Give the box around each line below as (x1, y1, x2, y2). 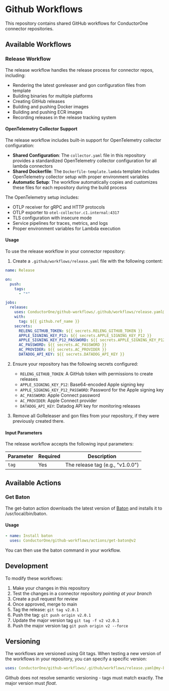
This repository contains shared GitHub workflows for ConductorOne (5, 20, 148, 26)
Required (38, 453, 60, 460)
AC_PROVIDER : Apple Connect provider (20, 398, 97, 404)
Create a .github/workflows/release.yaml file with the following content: (12, 258, 163, 264)
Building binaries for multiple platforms (12, 92, 93, 99)
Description (88, 453, 117, 460)
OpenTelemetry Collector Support (5, 126, 78, 132)
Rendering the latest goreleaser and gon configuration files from (12, 82, 146, 88)
